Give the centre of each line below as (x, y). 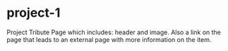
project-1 (34, 13)
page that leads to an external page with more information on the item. (109, 39)
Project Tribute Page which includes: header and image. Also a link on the (114, 32)
